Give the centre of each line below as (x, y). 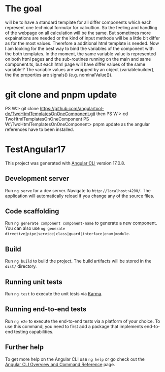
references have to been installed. (40, 129)
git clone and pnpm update (61, 95)
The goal (23, 9)
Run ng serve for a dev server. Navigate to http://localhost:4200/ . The (78, 190)
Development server (37, 179)
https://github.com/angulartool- (72, 108)
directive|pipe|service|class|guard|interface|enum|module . (67, 234)
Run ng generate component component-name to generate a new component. (81, 223)
